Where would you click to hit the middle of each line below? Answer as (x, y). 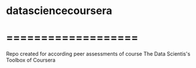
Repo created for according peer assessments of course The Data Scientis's (98, 54)
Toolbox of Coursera (31, 60)
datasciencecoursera (59, 11)
